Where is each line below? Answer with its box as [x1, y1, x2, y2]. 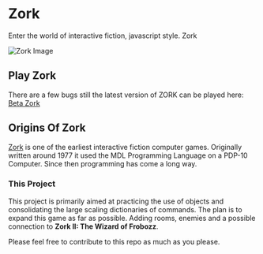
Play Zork [8, 69, 57, 83]
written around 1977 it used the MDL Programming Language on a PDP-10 [8, 151, 248, 160]
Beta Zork [8, 98, 41, 107]
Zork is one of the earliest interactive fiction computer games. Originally [8, 142, 242, 151]
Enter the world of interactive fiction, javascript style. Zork [8, 31, 197, 40]
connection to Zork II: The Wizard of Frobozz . [8, 222, 159, 231]
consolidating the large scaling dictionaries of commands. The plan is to [8, 204, 242, 214]
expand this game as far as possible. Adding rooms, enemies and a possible [8, 213, 256, 222]
